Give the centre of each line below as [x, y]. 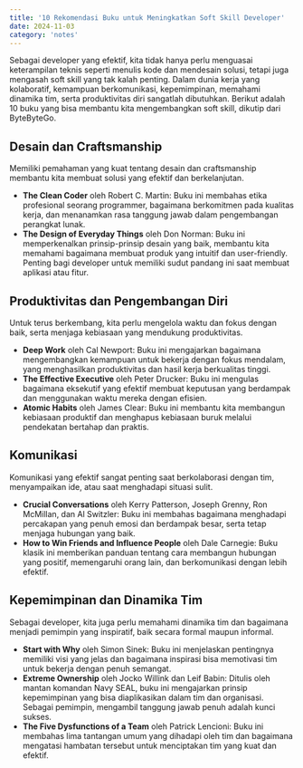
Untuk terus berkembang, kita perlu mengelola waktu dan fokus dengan [143, 323]
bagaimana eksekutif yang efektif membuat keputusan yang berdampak [156, 389]
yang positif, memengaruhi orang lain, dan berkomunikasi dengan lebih [155, 562]
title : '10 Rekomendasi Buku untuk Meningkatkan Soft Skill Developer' [147, 18]
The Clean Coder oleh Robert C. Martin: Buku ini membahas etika [145, 196]
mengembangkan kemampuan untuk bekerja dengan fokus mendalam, [154, 360]
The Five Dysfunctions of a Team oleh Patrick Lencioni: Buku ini [143, 726]
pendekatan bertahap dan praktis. [85, 427]
